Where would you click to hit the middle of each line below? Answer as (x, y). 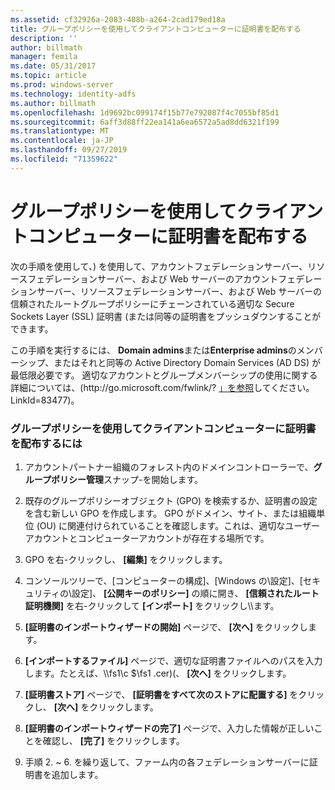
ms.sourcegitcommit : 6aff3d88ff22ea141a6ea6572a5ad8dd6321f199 (145, 122)
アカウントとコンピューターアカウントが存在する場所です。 (147, 538)
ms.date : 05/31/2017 (53, 66)
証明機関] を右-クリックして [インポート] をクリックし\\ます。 (152, 605)
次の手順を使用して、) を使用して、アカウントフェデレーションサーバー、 (159, 266)
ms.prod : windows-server (62, 85)
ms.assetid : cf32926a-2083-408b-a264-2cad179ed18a (118, 19)
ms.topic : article (48, 76)
